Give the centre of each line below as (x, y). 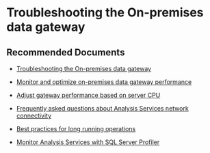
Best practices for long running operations (76, 129)
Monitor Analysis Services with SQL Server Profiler (88, 142)
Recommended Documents (66, 52)
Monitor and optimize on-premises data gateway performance (104, 82)
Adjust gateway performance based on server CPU (88, 95)
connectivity (34, 115)
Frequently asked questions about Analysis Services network (102, 108)
